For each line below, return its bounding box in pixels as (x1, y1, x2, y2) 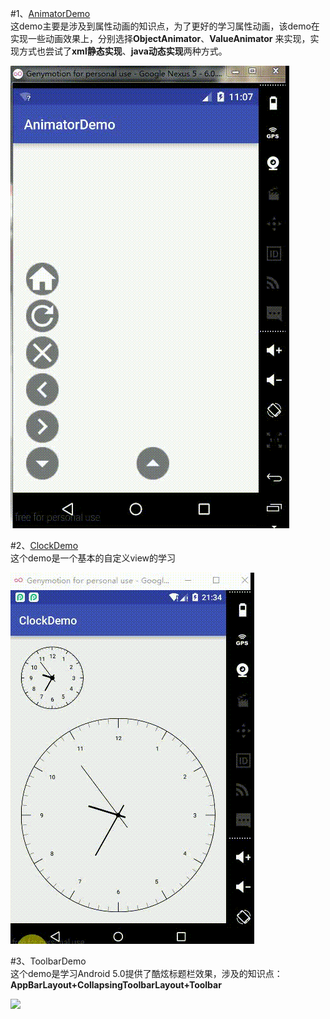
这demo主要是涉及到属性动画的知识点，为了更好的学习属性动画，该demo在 (10, 20, 320, 32)
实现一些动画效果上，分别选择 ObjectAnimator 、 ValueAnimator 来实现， (10, 33, 311, 44)
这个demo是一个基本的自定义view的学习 (10, 552, 177, 564)
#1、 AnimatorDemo (10, 8, 91, 19)
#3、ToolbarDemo (10, 955, 87, 967)
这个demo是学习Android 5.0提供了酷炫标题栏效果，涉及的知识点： (10, 968, 283, 979)
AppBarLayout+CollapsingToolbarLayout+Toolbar (10, 979, 222, 991)
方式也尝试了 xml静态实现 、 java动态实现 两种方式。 (18, 45, 228, 57)
